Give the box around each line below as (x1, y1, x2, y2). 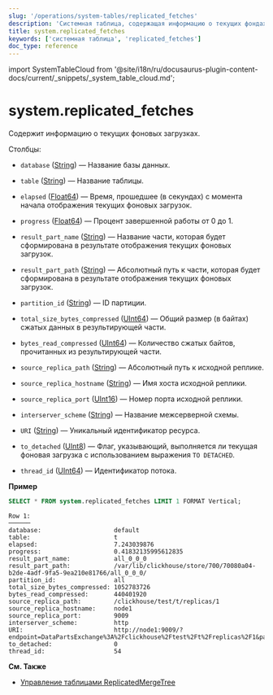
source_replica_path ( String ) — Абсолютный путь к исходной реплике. (19, 363, 264, 373)
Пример (8, 482, 38, 492)
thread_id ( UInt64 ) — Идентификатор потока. (19, 466, 177, 476)
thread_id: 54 (8, 647, 122, 655)
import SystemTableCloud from (8, 64, 113, 74)
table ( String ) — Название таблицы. (19, 176, 145, 186)
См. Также (8, 661, 47, 671)
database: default (8, 526, 140, 534)
